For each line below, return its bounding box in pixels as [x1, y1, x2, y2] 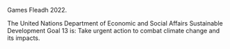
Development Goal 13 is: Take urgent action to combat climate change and [7, 27, 220, 35]
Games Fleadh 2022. [7, 6, 67, 14]
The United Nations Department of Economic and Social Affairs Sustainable [7, 19, 224, 27]
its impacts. [7, 34, 40, 42]
